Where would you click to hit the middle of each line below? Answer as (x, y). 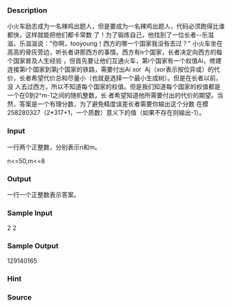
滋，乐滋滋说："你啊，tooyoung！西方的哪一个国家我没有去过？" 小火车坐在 (115, 44)
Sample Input (30, 213)
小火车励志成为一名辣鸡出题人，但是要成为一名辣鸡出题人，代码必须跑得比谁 (116, 26)
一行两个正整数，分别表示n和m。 (54, 147)
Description (27, 10)
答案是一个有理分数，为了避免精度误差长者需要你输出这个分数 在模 (114, 104)
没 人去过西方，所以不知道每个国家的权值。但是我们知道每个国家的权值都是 (114, 87)
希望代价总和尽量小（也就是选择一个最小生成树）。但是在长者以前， (126, 78)
